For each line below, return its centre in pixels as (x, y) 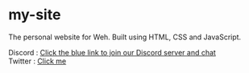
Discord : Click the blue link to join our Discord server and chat (112, 52)
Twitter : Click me (37, 61)
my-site (35, 15)
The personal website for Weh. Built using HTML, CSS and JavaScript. (125, 37)
